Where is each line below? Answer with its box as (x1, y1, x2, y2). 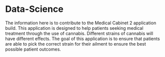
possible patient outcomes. (5, 46, 61, 52)
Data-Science (5, 3, 63, 15)
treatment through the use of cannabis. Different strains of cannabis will (5, 30, 153, 36)
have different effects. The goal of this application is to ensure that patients (5, 36, 160, 42)
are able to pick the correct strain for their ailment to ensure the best (5, 41, 146, 47)
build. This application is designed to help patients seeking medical (5, 25, 143, 31)
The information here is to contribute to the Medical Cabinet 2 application (5, 20, 156, 26)
